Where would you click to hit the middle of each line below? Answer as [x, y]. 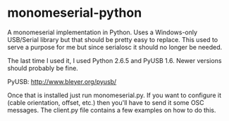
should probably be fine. [43, 68]
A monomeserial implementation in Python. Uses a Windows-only [103, 32]
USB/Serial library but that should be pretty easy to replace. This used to [113, 39]
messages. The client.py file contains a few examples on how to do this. [112, 110]
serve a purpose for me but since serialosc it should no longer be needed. [115, 47]
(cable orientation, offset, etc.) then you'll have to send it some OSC [106, 102]
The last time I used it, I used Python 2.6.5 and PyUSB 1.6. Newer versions [114, 60]
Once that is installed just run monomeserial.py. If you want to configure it [114, 95]
